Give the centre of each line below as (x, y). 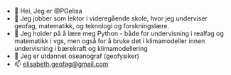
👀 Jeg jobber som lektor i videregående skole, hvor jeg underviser (111, 18)
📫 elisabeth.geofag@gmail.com (61, 64)
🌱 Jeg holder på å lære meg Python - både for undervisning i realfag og (119, 33)
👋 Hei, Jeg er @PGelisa (48, 11)
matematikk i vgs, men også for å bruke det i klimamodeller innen (109, 41)
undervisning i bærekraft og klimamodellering (81, 48)
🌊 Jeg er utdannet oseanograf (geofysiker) (77, 56)
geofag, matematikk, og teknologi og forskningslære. (91, 26)
